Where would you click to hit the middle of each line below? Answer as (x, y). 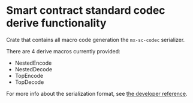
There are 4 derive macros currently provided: (64, 51)
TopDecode (29, 82)
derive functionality (56, 23)
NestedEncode (33, 63)
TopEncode (29, 75)
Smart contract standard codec (86, 10)
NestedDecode (34, 69)
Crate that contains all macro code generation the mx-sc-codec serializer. (96, 40)
